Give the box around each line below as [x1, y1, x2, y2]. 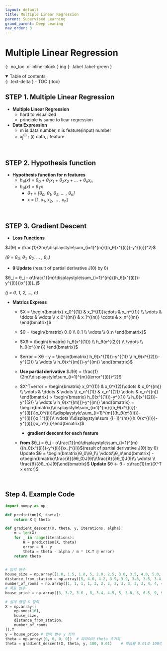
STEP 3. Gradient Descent [5, 222, 87, 230]
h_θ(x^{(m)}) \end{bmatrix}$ [19, 344, 79, 350]
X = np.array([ [5, 604, 37, 609]
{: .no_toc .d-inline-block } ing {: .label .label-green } [5, 64, 112, 70]
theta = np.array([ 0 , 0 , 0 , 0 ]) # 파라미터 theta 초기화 [5, 636, 121, 642]
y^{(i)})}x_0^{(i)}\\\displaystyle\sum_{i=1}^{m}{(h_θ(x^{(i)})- [19, 410, 141, 416]
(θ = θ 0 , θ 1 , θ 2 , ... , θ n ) [5, 254, 51, 261]
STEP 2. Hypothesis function [5, 159, 96, 167]
